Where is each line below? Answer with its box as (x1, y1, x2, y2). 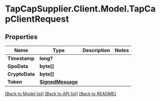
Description (82, 47, 111, 53)
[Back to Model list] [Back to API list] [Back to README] (5, 91, 116, 97)
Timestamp (7, 55, 35, 62)
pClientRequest (5, 13, 69, 25)
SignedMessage (39, 78, 78, 85)
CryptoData (7, 71, 35, 77)
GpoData (7, 63, 28, 69)
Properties (5, 33, 38, 41)
